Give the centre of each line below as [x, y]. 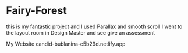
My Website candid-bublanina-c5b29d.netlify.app [66, 44]
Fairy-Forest [36, 11]
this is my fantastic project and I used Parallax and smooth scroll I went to [94, 26]
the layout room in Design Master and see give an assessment [81, 32]
